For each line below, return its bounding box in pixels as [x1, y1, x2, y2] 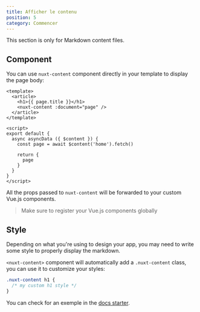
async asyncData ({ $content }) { [11, 136, 98, 142]
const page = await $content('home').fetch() [17, 141, 134, 148]
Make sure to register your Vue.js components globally [21, 207, 158, 215]
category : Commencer [6, 20, 59, 26]
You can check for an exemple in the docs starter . [6, 299, 130, 306]
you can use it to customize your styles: [6, 265, 106, 272]
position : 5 [6, 15, 36, 21]
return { [17, 152, 39, 158]
